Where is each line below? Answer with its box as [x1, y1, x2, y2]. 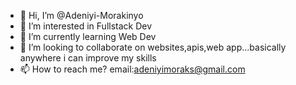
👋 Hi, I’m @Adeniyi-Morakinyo [19, 10, 144, 21]
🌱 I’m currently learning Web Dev [19, 31, 157, 42]
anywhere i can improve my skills [19, 52, 157, 64]
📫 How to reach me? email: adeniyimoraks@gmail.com [19, 63, 246, 75]
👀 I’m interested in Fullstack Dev [19, 20, 153, 32]
